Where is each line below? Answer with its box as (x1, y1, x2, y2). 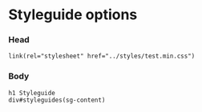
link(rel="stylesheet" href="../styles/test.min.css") (8, 52, 196, 61)
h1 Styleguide (8, 89, 56, 97)
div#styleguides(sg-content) (8, 96, 106, 104)
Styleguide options (8, 6, 138, 24)
